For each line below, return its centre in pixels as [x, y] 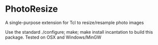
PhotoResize [32, 9]
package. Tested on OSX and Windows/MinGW [53, 37]
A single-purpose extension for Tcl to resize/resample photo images [75, 22]
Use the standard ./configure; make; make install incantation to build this [79, 32]
